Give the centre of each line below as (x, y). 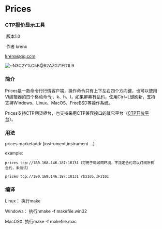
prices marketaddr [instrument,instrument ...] (50, 144)
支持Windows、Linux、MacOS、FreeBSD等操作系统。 (59, 103)
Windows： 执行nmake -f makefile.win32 (46, 211)
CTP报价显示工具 (25, 25)
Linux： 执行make (23, 201)
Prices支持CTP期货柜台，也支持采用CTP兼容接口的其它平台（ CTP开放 (75, 113)
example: (14, 153)
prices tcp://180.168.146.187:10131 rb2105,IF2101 (57, 177)
